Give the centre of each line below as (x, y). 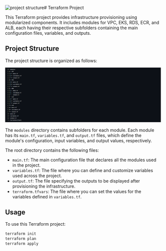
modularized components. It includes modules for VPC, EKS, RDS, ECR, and (82, 23)
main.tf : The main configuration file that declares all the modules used (84, 160)
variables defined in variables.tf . (47, 196)
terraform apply (22, 244)
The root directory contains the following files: (52, 150)
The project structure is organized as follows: (51, 61)
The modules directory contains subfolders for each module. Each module (80, 130)
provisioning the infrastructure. (44, 186)
